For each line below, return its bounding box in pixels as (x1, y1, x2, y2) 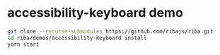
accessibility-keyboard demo (7, 5, 184, 21)
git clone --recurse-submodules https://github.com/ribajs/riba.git (7, 28, 214, 35)
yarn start (7, 40, 40, 48)
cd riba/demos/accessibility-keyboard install (7, 34, 147, 41)
